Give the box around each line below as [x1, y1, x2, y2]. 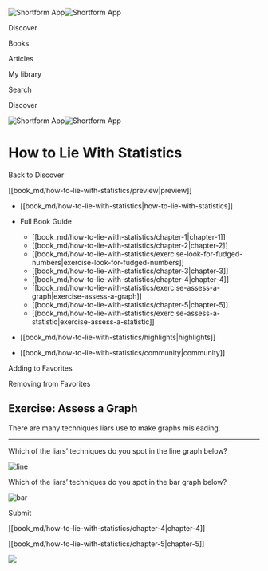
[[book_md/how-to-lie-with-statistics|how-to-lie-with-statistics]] [19, 200, 234, 211]
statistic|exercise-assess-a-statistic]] [31, 316, 155, 327]
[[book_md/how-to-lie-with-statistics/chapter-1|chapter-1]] [31, 232, 226, 241]
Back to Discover [8, 170, 65, 180]
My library [8, 69, 42, 79]
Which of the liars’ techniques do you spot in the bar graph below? [8, 477, 227, 486]
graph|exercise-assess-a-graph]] [31, 291, 142, 301]
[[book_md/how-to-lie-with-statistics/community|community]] [19, 347, 226, 357]
